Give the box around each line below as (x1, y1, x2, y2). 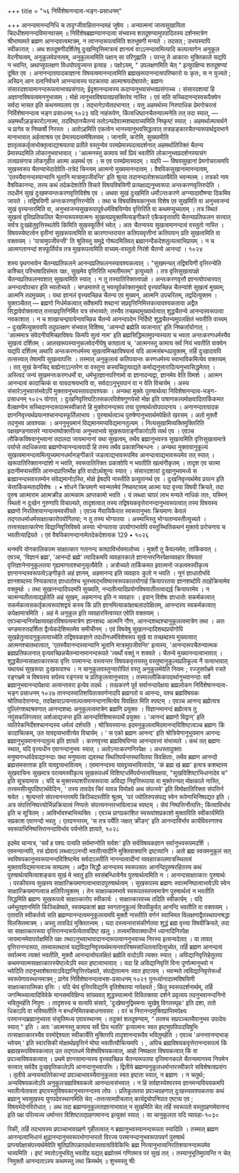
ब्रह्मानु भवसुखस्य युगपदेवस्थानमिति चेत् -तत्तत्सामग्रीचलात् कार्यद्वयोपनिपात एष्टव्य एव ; (7, 1095, 194, 1103)
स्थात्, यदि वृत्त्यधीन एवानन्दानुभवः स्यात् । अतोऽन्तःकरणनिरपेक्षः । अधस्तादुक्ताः (7, 745, 182, 753)
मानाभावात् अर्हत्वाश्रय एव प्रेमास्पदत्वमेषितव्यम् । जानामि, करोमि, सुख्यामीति (7, 133, 169, 141)
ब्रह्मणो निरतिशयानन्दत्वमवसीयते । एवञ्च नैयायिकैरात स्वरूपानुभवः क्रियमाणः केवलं (7, 507, 187, 515)
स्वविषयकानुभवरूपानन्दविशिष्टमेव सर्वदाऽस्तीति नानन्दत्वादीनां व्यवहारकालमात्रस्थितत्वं (7, 855, 192, 863)
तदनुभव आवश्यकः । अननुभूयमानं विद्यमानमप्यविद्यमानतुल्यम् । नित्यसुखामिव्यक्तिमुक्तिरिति (7, 419, 204, 427)
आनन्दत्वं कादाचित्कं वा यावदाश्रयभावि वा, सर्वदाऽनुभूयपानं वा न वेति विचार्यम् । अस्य (7, 379, 189, 387)
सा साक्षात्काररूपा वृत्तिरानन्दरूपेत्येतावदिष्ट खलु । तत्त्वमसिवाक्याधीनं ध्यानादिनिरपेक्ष (7, 927, 189, 935)
